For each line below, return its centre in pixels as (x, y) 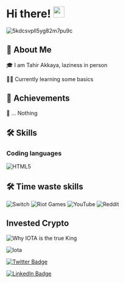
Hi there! (29, 14)
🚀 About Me (29, 50)
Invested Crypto (37, 224)
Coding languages (34, 153)
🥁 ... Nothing (22, 113)
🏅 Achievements (38, 99)
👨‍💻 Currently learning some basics (50, 79)
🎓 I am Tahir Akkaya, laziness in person (57, 65)
